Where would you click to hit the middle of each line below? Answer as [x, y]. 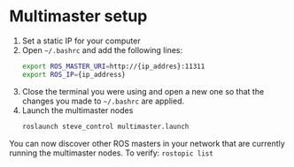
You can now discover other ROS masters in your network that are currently [147, 143]
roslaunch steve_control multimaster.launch [105, 126]
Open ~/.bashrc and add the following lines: [102, 49]
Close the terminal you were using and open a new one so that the [143, 91]
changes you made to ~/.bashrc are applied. [103, 101]
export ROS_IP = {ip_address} [73, 74]
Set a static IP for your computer [81, 41]
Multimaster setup [78, 16]
